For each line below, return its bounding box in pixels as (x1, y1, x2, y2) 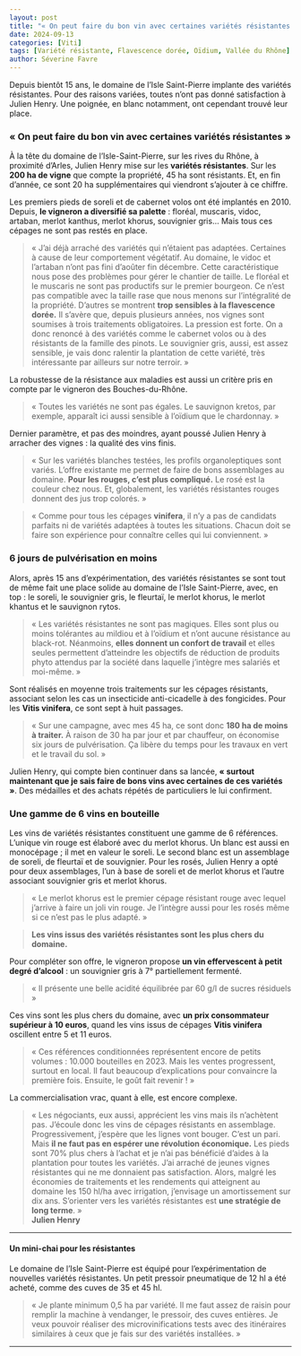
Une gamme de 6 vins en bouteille (9, 807, 159, 820)
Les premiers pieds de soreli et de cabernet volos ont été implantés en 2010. (9, 196, 292, 207)
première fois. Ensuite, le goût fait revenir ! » (30, 1074, 195, 1085)
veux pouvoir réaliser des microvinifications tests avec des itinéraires (30, 1319, 287, 1330)
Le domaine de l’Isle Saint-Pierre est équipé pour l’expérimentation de (9, 1264, 267, 1274)
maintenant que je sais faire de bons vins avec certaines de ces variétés (9, 775, 283, 786)
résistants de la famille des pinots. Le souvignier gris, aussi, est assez (30, 338, 288, 349)
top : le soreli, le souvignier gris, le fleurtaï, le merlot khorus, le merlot (9, 591, 266, 602)
